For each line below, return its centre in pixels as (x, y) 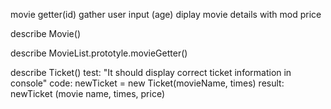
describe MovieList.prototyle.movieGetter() (99, 53)
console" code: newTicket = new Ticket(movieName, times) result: (147, 83)
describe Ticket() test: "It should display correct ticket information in (151, 72)
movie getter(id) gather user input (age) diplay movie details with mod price (166, 14)
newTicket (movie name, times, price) (88, 93)
